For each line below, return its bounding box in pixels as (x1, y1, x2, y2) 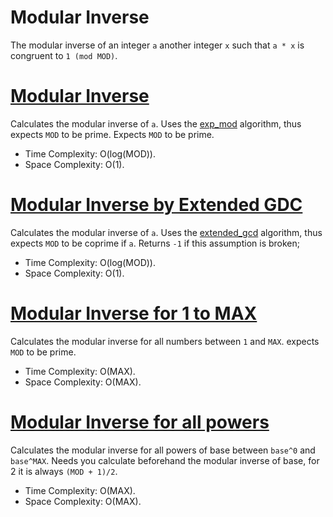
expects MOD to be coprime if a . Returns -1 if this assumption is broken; (10, 237, 301, 249)
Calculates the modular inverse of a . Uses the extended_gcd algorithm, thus (10, 226, 323, 238)
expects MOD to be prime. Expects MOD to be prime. (10, 128, 215, 140)
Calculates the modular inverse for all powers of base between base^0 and (10, 444, 316, 456)
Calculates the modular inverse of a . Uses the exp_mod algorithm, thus (10, 117, 302, 130)
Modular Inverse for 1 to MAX (10, 302, 258, 325)
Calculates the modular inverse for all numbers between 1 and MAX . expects (10, 335, 320, 347)
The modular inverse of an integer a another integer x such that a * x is (10, 39, 305, 51)
